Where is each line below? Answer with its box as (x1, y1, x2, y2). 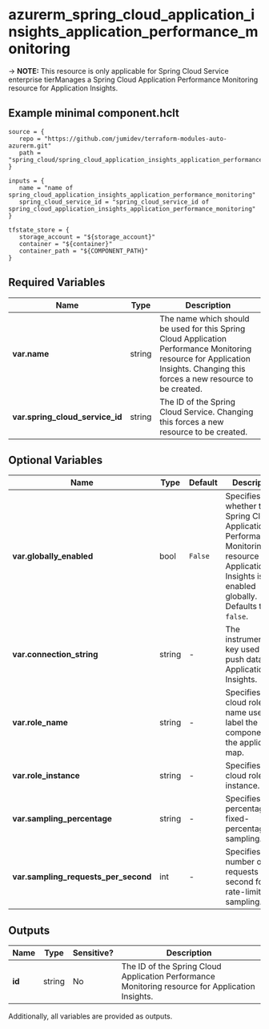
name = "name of (18, 184, 74, 192)
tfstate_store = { (8, 226, 70, 234)
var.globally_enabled (12, 551, 94, 562)
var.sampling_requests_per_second (12, 871, 152, 882)
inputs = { (8, 176, 45, 185)
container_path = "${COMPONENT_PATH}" (18, 247, 149, 255)
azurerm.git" (8, 142, 52, 150)
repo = (18, 135, 42, 143)
